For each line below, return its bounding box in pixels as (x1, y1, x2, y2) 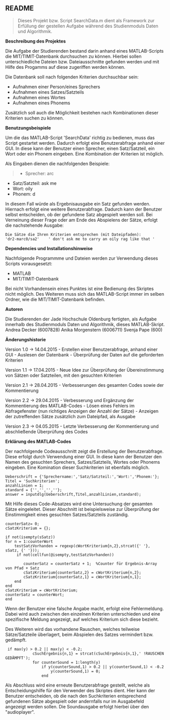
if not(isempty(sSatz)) (5, 534, 56, 540)
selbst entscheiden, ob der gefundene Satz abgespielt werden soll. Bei (5, 211, 153, 217)
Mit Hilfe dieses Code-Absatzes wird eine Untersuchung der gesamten (5, 501, 153, 507)
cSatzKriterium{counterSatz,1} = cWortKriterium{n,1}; (23, 574, 142, 579)
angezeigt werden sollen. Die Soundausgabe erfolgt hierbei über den (5, 703, 149, 709)
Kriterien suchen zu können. (5, 115, 64, 121)
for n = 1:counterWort (5, 539, 53, 544)
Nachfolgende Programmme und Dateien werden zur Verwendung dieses (5, 255, 158, 261)
